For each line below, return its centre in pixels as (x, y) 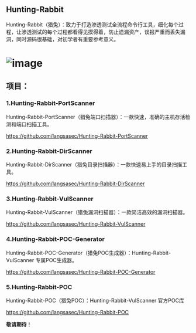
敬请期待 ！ (19, 324)
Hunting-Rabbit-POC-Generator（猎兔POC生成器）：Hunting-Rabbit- (89, 253)
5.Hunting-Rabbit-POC (39, 287)
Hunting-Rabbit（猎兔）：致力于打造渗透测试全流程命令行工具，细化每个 (92, 24)
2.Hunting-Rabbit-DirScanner (49, 151)
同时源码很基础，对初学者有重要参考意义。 (67, 39)
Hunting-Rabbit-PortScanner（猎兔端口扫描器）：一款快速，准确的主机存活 (96, 117)
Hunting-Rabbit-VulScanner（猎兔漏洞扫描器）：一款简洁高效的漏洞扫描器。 (97, 212)
